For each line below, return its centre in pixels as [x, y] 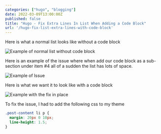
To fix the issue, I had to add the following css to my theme [65, 104]
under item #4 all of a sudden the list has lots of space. [77, 66]
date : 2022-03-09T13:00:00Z [34, 14]
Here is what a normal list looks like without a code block [63, 42]
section [13, 66]
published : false [23, 19]
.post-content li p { [27, 113]
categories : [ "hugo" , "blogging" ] [41, 10]
